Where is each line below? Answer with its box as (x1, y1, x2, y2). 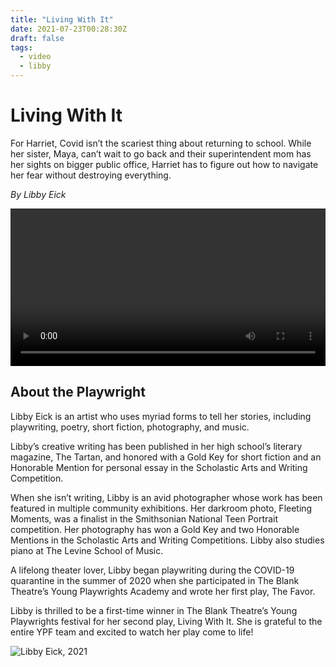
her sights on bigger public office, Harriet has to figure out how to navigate (10, 158, 319, 170)
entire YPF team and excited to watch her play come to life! (10, 626, 254, 638)
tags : (10, 42, 33, 53)
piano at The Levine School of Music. (10, 544, 164, 556)
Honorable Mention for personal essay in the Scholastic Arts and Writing (10, 461, 308, 473)
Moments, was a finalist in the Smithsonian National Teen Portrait (10, 512, 279, 525)
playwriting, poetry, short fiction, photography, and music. (10, 421, 250, 433)
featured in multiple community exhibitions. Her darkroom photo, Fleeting (10, 502, 313, 514)
